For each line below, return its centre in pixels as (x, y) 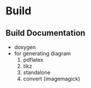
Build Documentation (45, 33)
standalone (37, 72)
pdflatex (33, 60)
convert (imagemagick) (52, 79)
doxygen (25, 47)
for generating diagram (43, 54)
